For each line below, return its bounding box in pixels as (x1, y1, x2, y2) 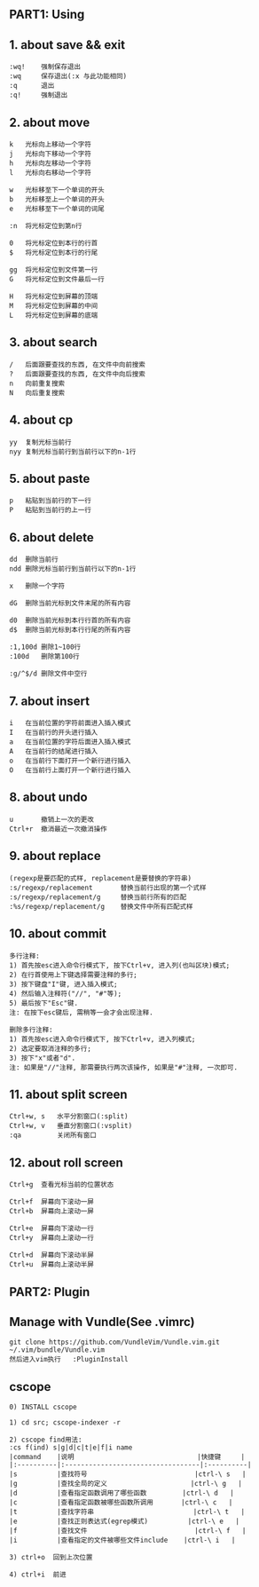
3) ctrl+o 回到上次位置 (9, 1553, 93, 1562)
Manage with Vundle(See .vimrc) (9, 1314, 195, 1330)
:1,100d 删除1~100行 (9, 643, 82, 651)
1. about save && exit (9, 37, 126, 52)
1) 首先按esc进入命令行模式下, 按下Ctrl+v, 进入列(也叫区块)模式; (9, 960, 231, 970)
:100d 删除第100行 (9, 652, 80, 661)
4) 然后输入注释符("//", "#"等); (9, 989, 122, 998)
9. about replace (9, 849, 101, 864)
